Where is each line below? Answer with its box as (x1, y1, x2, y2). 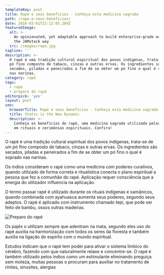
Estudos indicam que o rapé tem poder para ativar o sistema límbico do (5, 243, 149, 250)
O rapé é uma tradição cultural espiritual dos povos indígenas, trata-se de (5, 139, 154, 145)
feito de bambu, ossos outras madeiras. (5, 205, 85, 210)
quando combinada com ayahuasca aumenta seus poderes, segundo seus (5, 194, 155, 200)
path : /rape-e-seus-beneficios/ (5, 16, 71, 21)
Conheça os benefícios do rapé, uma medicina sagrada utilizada (14, 121, 147, 126)
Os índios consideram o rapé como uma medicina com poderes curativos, (5, 164, 154, 170)
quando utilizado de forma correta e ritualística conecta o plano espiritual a (5, 169, 156, 175)
